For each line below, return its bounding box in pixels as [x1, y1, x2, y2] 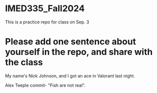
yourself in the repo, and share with [5, 47, 153, 57]
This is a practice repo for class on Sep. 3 [5, 19, 89, 25]
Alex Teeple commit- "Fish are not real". [5, 82, 86, 88]
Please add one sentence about [5, 36, 136, 47]
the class [5, 57, 43, 68]
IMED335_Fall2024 [5, 3, 85, 14]
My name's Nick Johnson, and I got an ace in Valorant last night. [5, 73, 135, 78]
